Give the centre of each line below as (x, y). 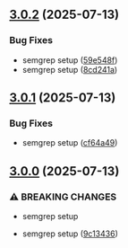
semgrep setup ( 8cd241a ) (70, 69)
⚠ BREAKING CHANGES (63, 197)
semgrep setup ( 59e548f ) (70, 60)
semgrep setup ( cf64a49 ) (70, 143)
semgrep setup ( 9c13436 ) (70, 234)
